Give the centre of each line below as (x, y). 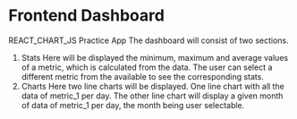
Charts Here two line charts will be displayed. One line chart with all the (153, 86)
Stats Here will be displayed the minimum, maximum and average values (154, 57)
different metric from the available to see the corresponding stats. (143, 76)
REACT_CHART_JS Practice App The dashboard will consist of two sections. (149, 40)
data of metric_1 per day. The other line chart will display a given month (152, 96)
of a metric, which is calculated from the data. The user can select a (147, 67)
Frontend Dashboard (86, 16)
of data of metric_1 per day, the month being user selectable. (133, 105)
